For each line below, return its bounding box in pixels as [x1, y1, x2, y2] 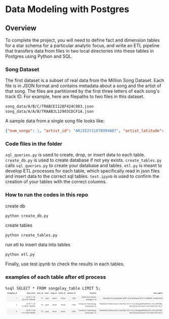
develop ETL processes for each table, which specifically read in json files [5, 168, 160, 174]
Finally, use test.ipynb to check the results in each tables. [5, 261, 125, 267]
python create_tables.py [5, 232, 58, 237]
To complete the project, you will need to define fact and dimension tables [5, 37, 160, 43]
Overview [5, 24, 37, 32]
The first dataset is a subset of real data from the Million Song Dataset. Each [5, 77, 164, 84]
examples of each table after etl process [5, 273, 106, 281]
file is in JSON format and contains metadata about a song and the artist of [5, 83, 161, 89]
